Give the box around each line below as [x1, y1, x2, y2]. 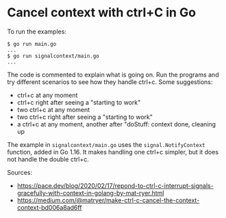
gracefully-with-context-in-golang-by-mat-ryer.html [16, 189, 164, 197]
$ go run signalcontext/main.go [7, 53, 99, 59]
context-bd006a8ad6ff [16, 203, 82, 211]
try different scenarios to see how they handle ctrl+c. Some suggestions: [7, 77, 213, 86]
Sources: [7, 168, 33, 176]
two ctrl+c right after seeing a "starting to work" [16, 113, 153, 121]
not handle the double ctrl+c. [7, 155, 89, 163]
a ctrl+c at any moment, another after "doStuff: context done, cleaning [16, 120, 216, 128]
